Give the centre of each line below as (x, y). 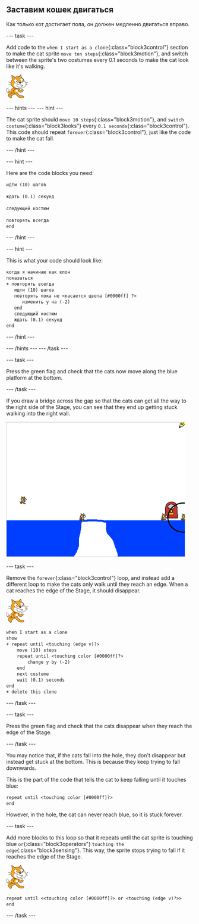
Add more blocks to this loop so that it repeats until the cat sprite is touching (99, 837)
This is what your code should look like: (54, 260)
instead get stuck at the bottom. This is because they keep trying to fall (93, 761)
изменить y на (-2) (46, 302)
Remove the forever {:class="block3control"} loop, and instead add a (91, 577)
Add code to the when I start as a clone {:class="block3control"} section (97, 47)
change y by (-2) (49, 662)
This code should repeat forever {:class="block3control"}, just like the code (99, 132)
